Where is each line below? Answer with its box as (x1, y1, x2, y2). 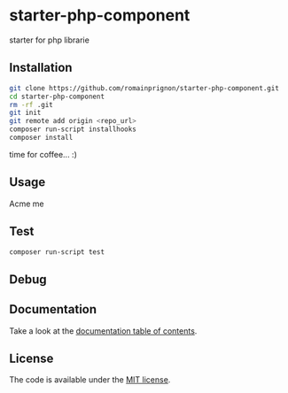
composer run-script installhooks (9, 125, 137, 134)
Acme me (9, 198, 44, 209)
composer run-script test (9, 247, 105, 257)
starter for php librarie (9, 35, 90, 45)
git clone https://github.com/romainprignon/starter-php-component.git (9, 83, 279, 93)
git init (9, 108, 42, 118)
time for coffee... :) (9, 149, 78, 159)
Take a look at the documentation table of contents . (9, 325, 198, 336)
